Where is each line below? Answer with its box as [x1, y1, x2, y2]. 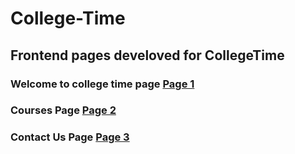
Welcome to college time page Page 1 [10, 77, 195, 91]
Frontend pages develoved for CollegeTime [10, 47, 285, 64]
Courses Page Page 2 [10, 103, 117, 117]
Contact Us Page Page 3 [10, 130, 130, 144]
